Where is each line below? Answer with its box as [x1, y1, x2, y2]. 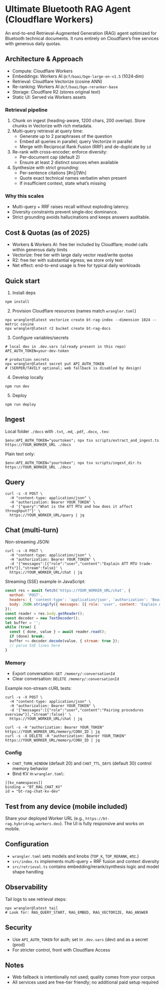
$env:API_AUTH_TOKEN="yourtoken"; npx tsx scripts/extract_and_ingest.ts [5, 438, 160, 443]
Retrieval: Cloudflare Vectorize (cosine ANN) [12, 78, 103, 84]
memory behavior [12, 766, 48, 772]
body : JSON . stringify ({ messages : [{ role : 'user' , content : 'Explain [9, 602, 157, 607]
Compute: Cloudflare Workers [12, 68, 73, 74]
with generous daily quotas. [5, 40, 61, 46]
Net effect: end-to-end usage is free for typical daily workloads [12, 262, 141, 269]
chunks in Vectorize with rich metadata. [12, 123, 93, 129]
